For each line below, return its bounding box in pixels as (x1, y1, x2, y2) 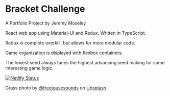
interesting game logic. (5, 65, 54, 71)
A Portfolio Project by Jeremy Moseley (5, 20, 86, 26)
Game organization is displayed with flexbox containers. (5, 50, 123, 56)
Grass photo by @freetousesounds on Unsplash (5, 85, 106, 91)
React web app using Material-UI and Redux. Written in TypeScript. (5, 30, 147, 36)
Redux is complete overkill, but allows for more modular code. (5, 39, 135, 46)
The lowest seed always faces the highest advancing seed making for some (5, 59, 165, 65)
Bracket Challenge (5, 3, 85, 15)
